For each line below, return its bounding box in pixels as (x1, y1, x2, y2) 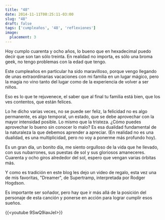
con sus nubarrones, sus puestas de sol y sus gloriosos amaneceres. (5, 149, 146, 155)
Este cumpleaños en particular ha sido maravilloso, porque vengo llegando (5, 68, 157, 74)
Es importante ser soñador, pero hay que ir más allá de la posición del (5, 189, 147, 195)
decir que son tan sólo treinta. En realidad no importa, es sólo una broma (5, 53, 153, 59)
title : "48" (5, 7, 30, 12)
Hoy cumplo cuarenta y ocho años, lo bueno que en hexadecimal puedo (5, 48, 151, 54)
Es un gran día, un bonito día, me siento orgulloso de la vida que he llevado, (5, 144, 159, 150)
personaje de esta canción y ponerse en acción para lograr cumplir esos (5, 194, 153, 200)
